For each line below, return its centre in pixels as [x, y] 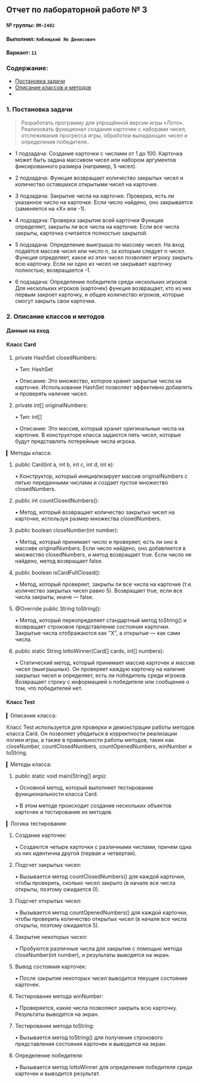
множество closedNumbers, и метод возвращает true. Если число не [103, 555]
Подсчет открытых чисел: [48, 900]
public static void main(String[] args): [61, 776]
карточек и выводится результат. [58, 1073]
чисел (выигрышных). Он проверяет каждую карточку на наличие [100, 669]
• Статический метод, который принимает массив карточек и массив [105, 663]
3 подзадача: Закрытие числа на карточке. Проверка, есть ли [94, 196]
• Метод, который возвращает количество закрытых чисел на [95, 512]
